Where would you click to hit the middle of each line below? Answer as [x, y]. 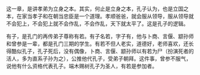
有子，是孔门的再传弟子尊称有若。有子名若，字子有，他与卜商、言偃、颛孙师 [100, 36]
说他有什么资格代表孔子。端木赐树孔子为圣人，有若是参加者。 [82, 66]
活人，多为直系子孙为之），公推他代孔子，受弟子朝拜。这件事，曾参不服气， [99, 59]
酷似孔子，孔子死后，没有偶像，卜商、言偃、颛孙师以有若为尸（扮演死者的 [102, 51]
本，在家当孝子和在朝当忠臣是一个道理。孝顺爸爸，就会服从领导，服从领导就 [100, 16]
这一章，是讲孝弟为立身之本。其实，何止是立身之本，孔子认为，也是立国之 [97, 9]
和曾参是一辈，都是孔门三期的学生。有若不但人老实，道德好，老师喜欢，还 [97, 44]
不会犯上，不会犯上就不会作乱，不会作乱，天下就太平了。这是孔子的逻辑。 [97, 24]
